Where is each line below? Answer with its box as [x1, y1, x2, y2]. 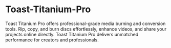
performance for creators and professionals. [5, 37, 99, 43]
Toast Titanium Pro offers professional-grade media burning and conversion [5, 20, 166, 27]
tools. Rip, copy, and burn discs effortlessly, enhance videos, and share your [5, 26, 167, 32]
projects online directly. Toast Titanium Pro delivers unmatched [5, 31, 139, 37]
